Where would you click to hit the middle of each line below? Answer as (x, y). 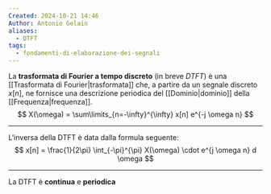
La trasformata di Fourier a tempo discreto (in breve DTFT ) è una (118, 76)
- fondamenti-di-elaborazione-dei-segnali (88, 53)
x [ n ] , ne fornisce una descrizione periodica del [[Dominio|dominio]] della (129, 93)
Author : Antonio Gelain (48, 23)
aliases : (23, 31)
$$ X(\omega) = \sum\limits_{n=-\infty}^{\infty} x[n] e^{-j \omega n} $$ (135, 114)
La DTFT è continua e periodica (62, 182)
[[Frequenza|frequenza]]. (50, 102)
